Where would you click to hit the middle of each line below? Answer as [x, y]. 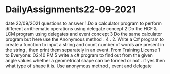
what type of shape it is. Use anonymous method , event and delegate [79, 66]
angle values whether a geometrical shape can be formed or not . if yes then [85, 60]
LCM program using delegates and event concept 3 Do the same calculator [84, 34]
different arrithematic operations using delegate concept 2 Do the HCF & [81, 28]
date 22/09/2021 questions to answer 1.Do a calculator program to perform [84, 23]
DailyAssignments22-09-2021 [71, 9]
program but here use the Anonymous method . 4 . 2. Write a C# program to [84, 39]
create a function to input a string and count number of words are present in [85, 44]
